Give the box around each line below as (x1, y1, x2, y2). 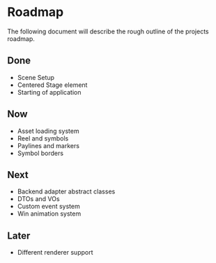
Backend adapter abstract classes (17, 187, 116, 196)
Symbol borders (17, 149, 64, 157)
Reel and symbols (17, 134, 69, 143)
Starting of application (17, 88, 82, 96)
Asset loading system (17, 127, 79, 135)
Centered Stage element (17, 81, 88, 89)
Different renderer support (17, 248, 93, 257)
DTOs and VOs (17, 195, 61, 203)
